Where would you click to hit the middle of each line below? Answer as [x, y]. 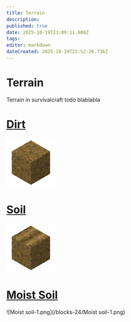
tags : [13, 39]
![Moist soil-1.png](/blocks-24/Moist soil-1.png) [66, 312]
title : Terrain [26, 13]
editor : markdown [28, 45]
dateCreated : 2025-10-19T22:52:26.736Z [57, 52]
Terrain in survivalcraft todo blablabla [53, 99]
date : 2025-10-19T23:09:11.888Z [47, 32]
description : [23, 19]
